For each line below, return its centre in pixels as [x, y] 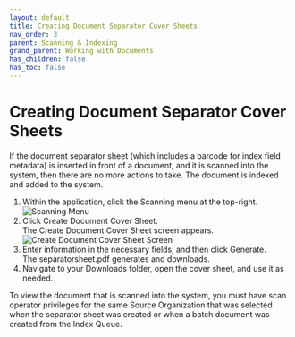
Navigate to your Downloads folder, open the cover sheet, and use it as [153, 268]
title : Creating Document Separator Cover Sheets [104, 26]
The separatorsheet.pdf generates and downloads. [116, 259]
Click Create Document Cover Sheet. [90, 220]
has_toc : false [38, 68]
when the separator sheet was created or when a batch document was [139, 314]
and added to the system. [56, 184]
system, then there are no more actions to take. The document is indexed [144, 175]
